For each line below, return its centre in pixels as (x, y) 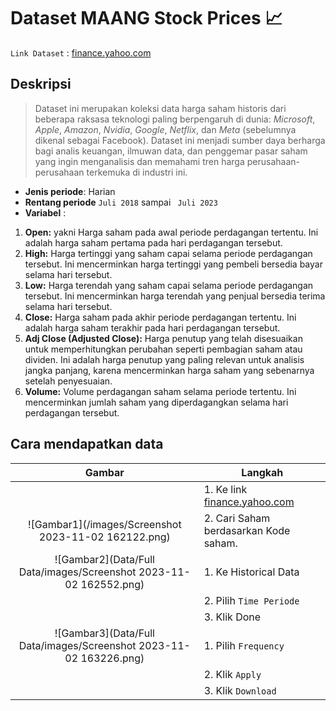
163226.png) (112, 658)
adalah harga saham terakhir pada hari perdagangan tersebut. (152, 327)
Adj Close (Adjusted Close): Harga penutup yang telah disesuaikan (163, 338)
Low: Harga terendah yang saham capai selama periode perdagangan (169, 285)
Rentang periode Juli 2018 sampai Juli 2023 (121, 202)
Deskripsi (41, 84)
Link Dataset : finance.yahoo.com (81, 52)
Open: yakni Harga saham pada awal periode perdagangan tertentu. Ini (171, 232)
